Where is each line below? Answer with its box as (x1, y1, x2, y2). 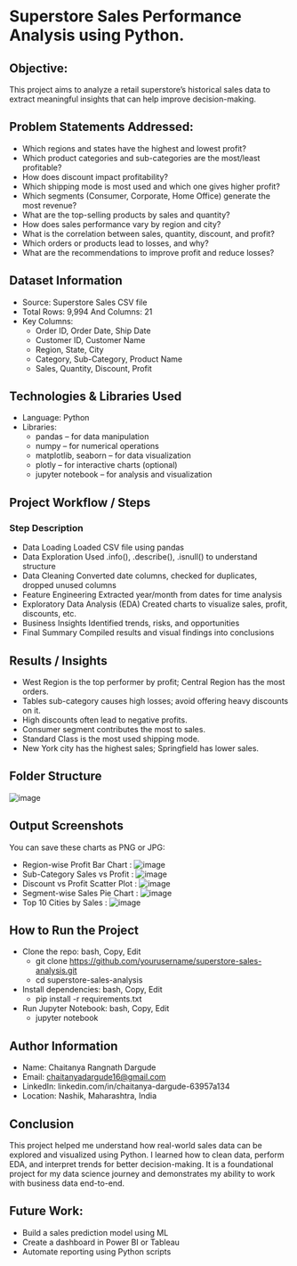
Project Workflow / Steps (9, 494, 151, 510)
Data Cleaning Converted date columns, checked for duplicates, (21, 570, 258, 581)
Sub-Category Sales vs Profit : (21, 869, 134, 879)
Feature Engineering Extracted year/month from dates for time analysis (21, 590, 283, 600)
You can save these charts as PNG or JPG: (9, 842, 165, 853)
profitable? (21, 162, 62, 173)
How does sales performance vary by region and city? (21, 218, 221, 229)
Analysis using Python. (9, 25, 185, 45)
